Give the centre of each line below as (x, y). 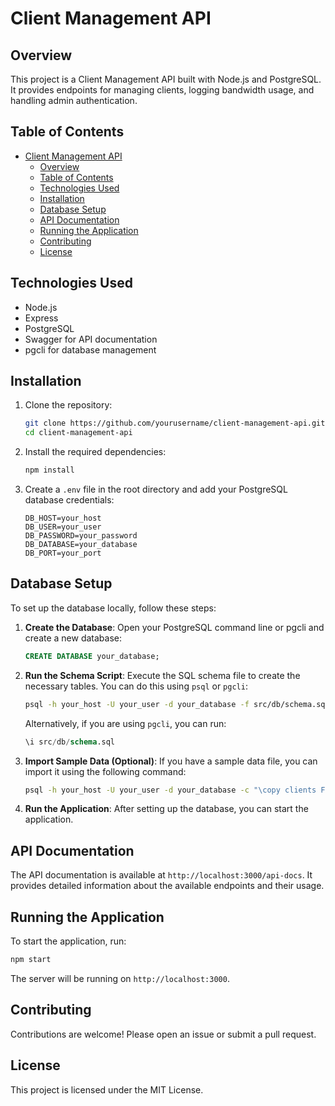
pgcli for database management (90, 349)
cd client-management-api (78, 433)
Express (41, 318)
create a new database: (73, 638)
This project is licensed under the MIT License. (107, 1089)
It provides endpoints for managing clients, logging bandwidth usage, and (162, 90)
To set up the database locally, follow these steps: (113, 608)
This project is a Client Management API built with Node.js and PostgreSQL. (166, 79)
